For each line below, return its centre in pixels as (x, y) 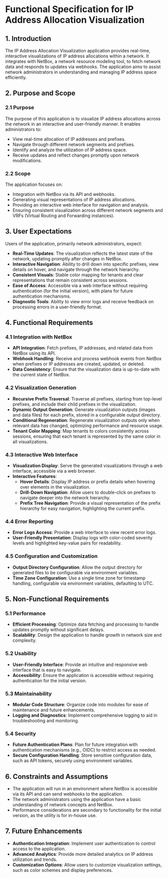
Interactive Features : (35, 477)
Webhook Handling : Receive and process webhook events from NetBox (87, 359)
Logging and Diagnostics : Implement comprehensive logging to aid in (85, 715)
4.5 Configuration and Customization (51, 556)
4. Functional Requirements (49, 323)
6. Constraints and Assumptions (57, 776)
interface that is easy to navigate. (47, 670)
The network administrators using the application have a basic (77, 799)
